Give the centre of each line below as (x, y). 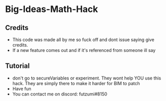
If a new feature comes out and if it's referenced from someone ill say (84, 50)
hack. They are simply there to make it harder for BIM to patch (76, 83)
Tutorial (17, 66)
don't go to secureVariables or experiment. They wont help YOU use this (86, 78)
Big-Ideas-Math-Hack (52, 9)
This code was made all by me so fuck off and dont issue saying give (83, 39)
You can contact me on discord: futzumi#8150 (60, 94)
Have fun (22, 88)
